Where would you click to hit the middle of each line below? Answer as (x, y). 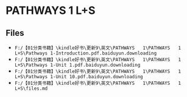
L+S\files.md (31, 89)
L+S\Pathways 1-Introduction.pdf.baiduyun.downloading (86, 53)
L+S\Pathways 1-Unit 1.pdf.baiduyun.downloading (77, 65)
